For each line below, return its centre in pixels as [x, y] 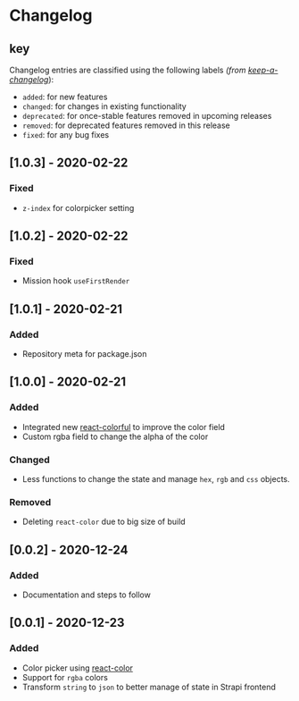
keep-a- [263, 70]
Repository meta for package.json [84, 354]
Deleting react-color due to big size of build [104, 522]
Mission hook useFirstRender [76, 281]
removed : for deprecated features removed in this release [126, 125]
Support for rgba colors [65, 677]
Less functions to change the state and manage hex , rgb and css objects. [156, 479]
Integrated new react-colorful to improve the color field [124, 427]
